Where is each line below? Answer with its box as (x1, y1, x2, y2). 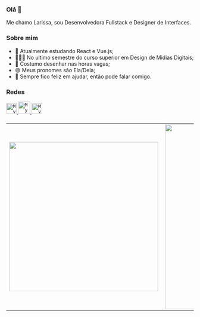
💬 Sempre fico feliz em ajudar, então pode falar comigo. (14, 73, 152, 80)
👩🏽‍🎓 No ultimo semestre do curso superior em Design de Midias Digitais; (14, 54, 194, 61)
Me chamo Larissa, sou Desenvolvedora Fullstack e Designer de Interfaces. (6, 19, 192, 26)
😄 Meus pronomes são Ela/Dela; (14, 66, 96, 73)
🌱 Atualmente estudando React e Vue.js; (14, 47, 114, 54)
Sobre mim (6, 34, 39, 42)
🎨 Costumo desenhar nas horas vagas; (14, 60, 110, 67)
